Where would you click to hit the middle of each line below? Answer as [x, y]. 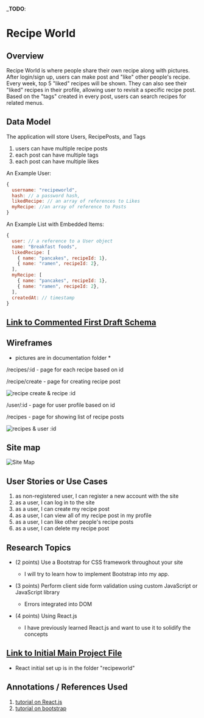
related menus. [25, 103]
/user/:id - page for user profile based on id [61, 405]
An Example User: [29, 173]
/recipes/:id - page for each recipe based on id [65, 369]
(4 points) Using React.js [46, 616]
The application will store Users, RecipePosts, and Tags [76, 136]
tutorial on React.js [39, 702]
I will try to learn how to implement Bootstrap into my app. [97, 574]
